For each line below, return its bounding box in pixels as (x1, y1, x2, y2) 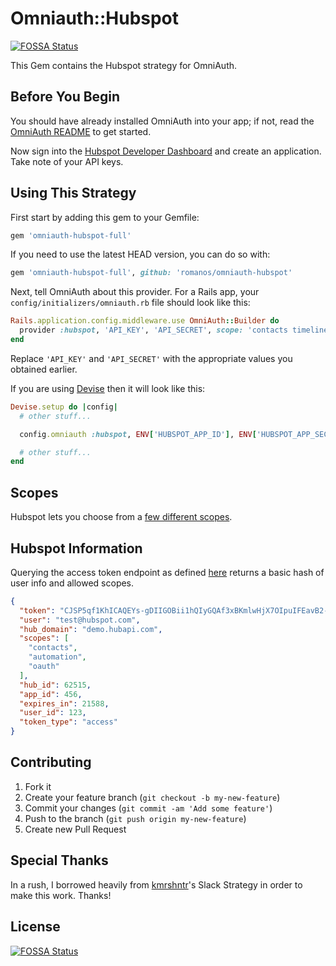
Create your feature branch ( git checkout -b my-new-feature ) (24, 791, 281, 803)
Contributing (10, 754, 92, 771)
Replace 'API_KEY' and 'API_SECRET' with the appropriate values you (10, 352, 293, 364)
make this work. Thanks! (10, 889, 112, 901)
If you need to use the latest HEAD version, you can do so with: (10, 248, 271, 261)
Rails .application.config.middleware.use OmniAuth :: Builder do (10, 316, 280, 326)
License (10, 918, 61, 936)
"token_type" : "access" (19, 717, 118, 727)
